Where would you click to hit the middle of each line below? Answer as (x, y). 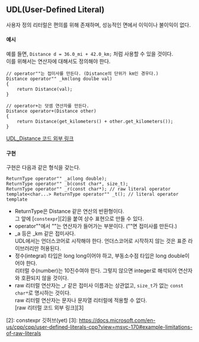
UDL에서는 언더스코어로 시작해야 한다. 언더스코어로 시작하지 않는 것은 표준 (101, 241)
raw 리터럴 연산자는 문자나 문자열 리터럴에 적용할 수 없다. (81, 300)
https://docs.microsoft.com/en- (117, 321)
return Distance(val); (45, 89)
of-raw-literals (24, 333)
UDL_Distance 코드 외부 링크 (40, 138)
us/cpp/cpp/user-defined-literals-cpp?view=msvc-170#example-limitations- (99, 327)
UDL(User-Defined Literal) (55, 10)
